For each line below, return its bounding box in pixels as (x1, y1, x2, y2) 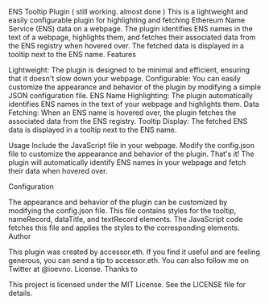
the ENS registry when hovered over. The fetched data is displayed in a (8, 41, 244, 51)
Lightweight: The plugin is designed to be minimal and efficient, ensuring (8, 65, 250, 75)
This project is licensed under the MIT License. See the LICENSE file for (8, 280, 246, 289)
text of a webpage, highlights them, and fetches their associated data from (8, 32, 256, 42)
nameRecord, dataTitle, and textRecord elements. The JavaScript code (8, 215, 243, 224)
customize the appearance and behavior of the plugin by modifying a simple (8, 82, 262, 92)
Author (8, 232, 31, 240)
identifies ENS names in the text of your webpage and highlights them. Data (8, 100, 259, 109)
